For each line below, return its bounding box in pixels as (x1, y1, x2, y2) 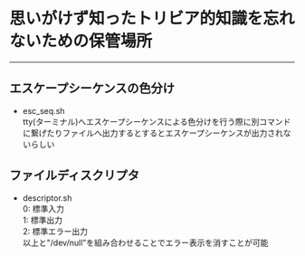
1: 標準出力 (22, 214, 63, 225)
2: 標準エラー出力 (22, 225, 89, 236)
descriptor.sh (22, 192, 72, 204)
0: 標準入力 (22, 203, 65, 213)
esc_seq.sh (22, 105, 65, 116)
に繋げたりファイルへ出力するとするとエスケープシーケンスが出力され (22, 128, 283, 138)
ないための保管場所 (9, 31, 153, 52)
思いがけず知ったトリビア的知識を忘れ (9, 8, 296, 29)
